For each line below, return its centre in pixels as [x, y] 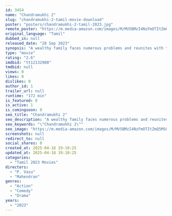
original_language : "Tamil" [35, 34]
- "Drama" [20, 196]
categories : [18, 158]
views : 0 [15, 72]
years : [12, 200]
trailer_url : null [25, 91]
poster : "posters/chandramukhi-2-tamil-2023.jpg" [59, 24]
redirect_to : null [25, 139]
